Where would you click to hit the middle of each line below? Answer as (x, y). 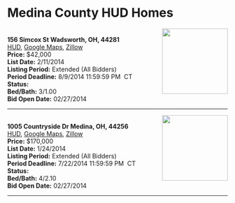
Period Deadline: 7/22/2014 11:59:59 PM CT (72, 163)
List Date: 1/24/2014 (37, 149)
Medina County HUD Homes (90, 13)
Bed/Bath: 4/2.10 (32, 178)
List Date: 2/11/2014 (36, 61)
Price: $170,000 (30, 141)
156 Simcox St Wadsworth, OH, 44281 (64, 39)
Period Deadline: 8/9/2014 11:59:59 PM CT (70, 76)
